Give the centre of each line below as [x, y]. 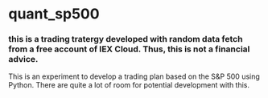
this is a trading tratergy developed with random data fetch [126, 39]
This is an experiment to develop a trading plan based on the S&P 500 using [134, 76]
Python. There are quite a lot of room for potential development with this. [129, 85]
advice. [23, 59]
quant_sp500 [54, 14]
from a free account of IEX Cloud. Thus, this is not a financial [129, 49]
